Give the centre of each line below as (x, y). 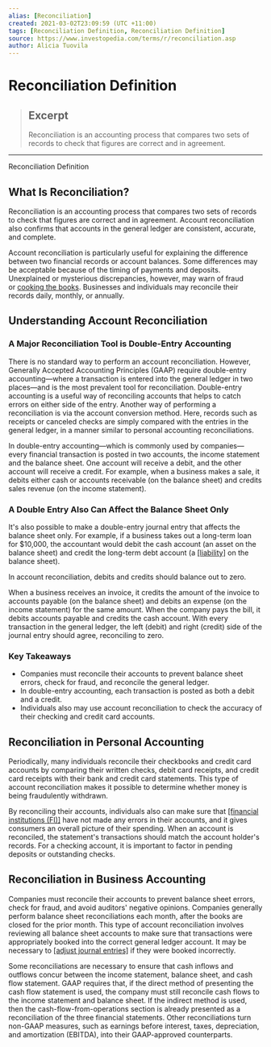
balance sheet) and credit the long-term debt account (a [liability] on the (129, 553)
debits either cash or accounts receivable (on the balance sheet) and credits (135, 480)
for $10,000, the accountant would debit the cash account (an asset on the (132, 544)
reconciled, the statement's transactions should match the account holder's (134, 837)
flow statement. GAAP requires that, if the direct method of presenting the (131, 983)
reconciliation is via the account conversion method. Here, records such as (133, 413)
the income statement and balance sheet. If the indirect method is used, (128, 1000)
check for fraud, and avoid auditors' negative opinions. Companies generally (135, 907)
